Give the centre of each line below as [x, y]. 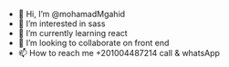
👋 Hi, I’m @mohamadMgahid [72, 14]
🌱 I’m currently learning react [73, 33]
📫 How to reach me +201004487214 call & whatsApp [119, 53]
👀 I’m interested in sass [62, 24]
